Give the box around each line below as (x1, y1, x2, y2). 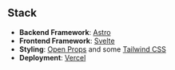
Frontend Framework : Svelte (18, 36, 115, 45)
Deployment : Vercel (18, 52, 86, 62)
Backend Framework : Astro (18, 27, 111, 37)
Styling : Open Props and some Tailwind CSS (18, 44, 167, 54)
